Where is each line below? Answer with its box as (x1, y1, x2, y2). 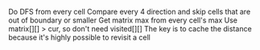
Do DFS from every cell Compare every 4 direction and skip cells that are (8, 7, 251, 16)
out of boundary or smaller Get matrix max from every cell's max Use (8, 15, 238, 25)
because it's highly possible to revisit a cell (8, 32, 151, 42)
